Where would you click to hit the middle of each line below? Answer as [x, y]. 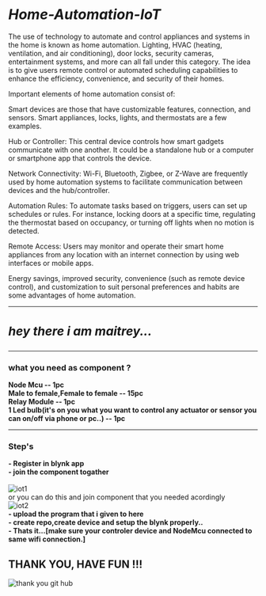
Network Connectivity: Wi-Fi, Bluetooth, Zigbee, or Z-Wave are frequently [128, 173]
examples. [25, 126]
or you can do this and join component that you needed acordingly [117, 497]
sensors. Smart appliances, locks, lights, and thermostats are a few [118, 117]
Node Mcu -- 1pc [36, 385]
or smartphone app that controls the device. [80, 158]
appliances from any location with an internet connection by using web [124, 254]
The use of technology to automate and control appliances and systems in [129, 36]
